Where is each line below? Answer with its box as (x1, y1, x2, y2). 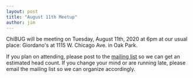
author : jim (6, 19, 35, 25)
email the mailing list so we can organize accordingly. (6, 66, 135, 73)
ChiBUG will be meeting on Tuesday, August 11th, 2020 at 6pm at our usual (6, 36, 188, 43)
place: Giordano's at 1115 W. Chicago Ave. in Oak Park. (6, 42, 138, 49)
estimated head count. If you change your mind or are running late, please (6, 59, 186, 66)
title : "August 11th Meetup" (6, 14, 78, 20)
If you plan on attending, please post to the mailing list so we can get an (6, 53, 181, 60)
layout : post (6, 8, 38, 15)
